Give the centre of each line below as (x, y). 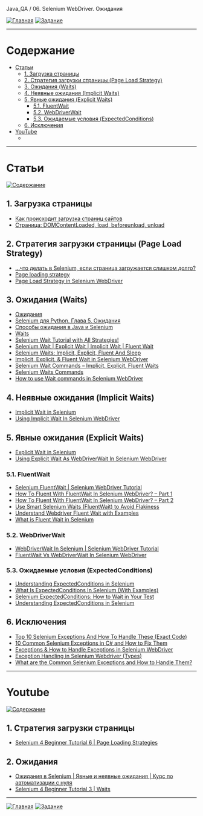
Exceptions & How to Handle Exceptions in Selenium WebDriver (94, 649)
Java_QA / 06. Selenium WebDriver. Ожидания (64, 9)
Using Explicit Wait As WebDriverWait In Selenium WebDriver (91, 459)
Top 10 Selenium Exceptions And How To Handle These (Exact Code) (101, 636)
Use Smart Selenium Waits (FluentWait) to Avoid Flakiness (87, 507)
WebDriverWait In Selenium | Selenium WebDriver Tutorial (87, 548)
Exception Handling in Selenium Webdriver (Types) (78, 656)
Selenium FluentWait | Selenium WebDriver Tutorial (78, 488)
